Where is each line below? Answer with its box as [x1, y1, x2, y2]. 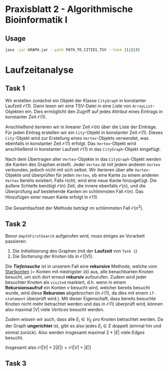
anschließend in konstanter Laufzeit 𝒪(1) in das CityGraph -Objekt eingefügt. [5, 146, 161, 152]
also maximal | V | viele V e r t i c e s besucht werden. [5, 307, 104, 313]
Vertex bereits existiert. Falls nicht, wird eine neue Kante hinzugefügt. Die [5, 177, 157, 183]
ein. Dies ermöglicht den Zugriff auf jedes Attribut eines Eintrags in [25, 108, 163, 114]
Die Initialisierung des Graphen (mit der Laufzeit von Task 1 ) [12, 248, 138, 254]
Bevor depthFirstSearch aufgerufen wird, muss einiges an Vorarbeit [5, 233, 145, 239]
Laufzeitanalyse [5, 64, 74, 76]
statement [5, 297, 26, 302]
